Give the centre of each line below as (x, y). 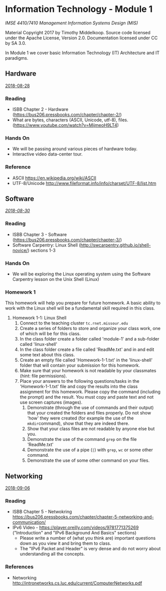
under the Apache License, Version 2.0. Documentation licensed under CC (82, 38)
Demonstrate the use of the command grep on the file (82, 439)
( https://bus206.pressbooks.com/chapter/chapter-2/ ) (67, 115)
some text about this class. (47, 355)
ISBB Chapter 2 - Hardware (40, 109)
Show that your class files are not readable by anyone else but (91, 429)
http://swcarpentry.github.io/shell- (116, 245)
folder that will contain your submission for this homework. (80, 365)
